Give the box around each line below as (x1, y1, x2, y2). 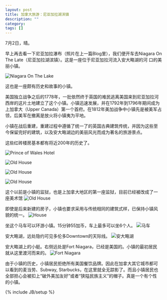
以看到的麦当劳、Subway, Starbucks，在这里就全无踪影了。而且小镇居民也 (5, 267, 159, 273)
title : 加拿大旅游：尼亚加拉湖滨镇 (5, 12, 69, 17)
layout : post (5, 7, 32, 12)
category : (5, 21, 26, 26)
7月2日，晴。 (5, 40, 32, 46)
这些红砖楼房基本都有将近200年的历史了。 (5, 140, 92, 146)
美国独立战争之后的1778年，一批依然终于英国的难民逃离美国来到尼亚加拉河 (5, 94, 159, 100)
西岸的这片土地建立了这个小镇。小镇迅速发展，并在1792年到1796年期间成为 (5, 100, 160, 106)
